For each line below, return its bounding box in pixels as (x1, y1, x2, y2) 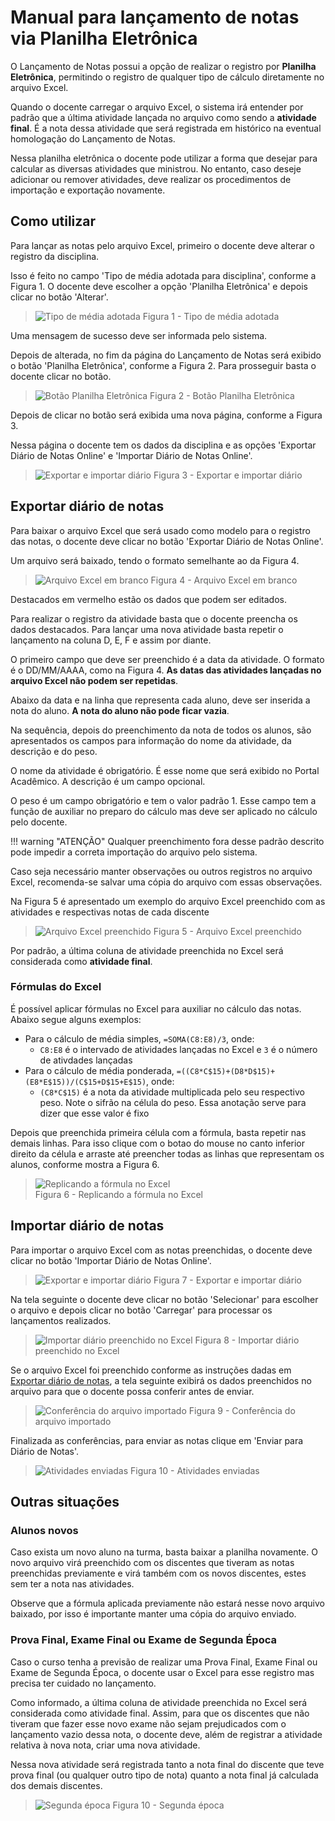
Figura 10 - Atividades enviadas (130, 1464, 260, 1476)
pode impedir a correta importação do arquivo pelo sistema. (10, 846, 258, 858)
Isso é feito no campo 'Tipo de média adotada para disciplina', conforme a (10, 269, 317, 281)
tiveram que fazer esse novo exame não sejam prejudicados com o (10, 1717, 287, 1730)
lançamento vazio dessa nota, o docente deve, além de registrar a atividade (10, 1728, 323, 1740)
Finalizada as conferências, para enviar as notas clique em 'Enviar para (10, 1434, 304, 1446)
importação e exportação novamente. (10, 184, 166, 196)
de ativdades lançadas (39, 1054, 133, 1066)
